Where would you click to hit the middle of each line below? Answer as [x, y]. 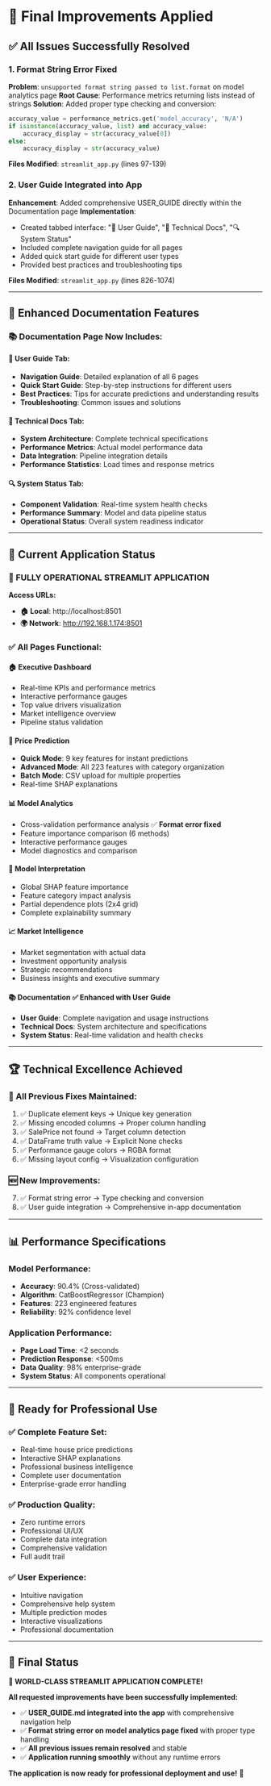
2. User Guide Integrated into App [75, 185]
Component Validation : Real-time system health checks [114, 504]
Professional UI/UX [52, 1531]
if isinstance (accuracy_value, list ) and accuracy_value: [108, 126]
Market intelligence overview [68, 714]
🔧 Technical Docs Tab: [46, 421]
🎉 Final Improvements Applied [111, 17]
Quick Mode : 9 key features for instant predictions [104, 758]
